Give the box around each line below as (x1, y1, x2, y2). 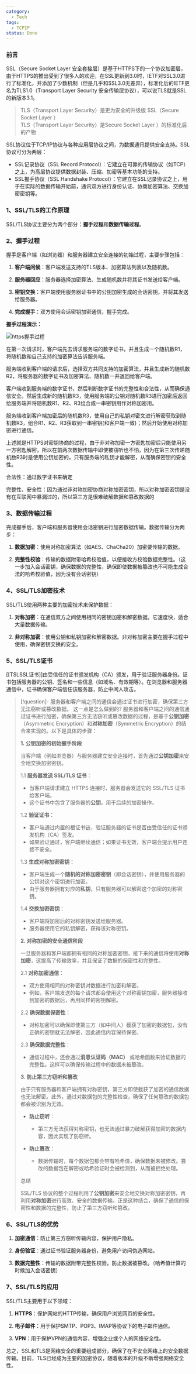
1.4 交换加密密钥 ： (20, 905, 65, 912)
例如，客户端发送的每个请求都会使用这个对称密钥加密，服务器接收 (29, 989, 188, 996)
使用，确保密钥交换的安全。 (14, 640, 82, 647)
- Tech (11, 14, 27, 20)
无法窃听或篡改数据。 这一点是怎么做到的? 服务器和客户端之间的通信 (20, 705, 185, 712)
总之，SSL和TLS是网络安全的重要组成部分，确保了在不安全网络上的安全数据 (6, 1347, 188, 1354)
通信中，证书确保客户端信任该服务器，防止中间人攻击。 (6, 685, 139, 692)
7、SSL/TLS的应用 (6, 1283, 58, 1291)
